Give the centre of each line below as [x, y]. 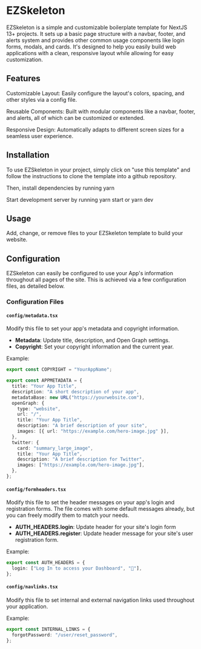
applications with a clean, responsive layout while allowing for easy [90, 53]
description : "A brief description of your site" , [82, 426]
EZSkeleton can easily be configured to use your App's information [90, 273]
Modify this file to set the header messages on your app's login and [91, 502]
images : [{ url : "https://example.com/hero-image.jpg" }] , [93, 431]
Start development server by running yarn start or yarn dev [80, 199]
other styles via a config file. [42, 99]
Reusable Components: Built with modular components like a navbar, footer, [101, 111]
